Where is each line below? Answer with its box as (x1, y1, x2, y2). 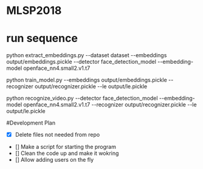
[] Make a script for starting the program (15, 143, 117, 151)
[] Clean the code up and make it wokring (15, 150, 119, 157)
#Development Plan (6, 119, 56, 126)
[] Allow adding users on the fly (15, 156, 94, 164)
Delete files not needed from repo (15, 131, 100, 139)
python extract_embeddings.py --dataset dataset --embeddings (6, 52, 167, 59)
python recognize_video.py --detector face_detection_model (6, 95, 158, 102)
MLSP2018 (6, 4, 62, 18)
